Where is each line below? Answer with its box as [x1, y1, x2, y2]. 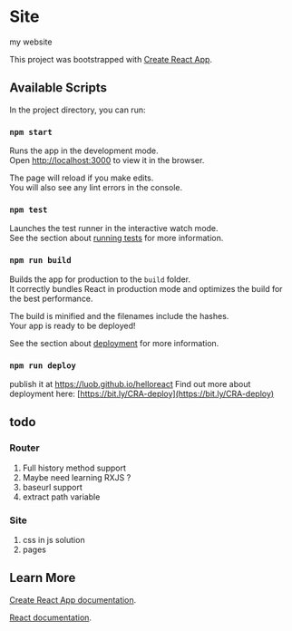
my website [9, 36, 53, 47]
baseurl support [22, 481, 83, 492]
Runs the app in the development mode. [9, 145, 159, 156]
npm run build [9, 256, 72, 266]
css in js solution [22, 534, 85, 545]
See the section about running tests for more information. [9, 233, 224, 244]
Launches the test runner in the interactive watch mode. [9, 223, 219, 234]
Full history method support [22, 462, 127, 473]
